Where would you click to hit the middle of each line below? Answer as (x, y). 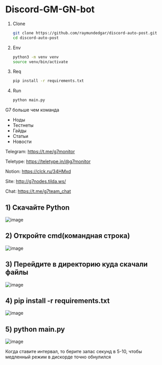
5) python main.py (35, 329)
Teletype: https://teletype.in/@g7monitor (48, 161)
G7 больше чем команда (32, 110)
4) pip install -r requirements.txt (57, 301)
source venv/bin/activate (40, 62)
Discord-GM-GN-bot (50, 9)
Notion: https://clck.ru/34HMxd (38, 171)
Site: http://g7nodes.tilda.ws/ (36, 181)
